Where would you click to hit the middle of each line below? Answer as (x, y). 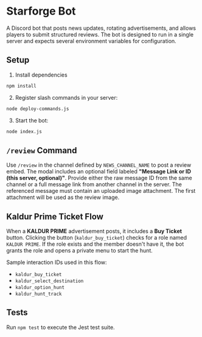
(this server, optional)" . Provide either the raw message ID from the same (99, 178)
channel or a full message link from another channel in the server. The (94, 184)
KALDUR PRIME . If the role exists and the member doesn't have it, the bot (95, 244)
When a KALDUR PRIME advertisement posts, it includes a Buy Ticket (94, 231)
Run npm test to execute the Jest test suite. (61, 327)
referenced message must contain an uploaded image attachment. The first (101, 191)
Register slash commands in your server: (66, 97)
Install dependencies (41, 75)
